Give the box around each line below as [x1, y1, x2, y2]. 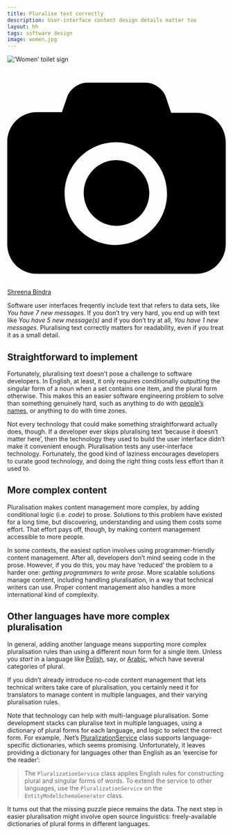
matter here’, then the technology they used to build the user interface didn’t [7, 434, 225, 443]
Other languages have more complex [7, 610, 170, 623]
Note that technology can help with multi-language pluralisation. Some [7, 711, 209, 719]
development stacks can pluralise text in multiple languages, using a [7, 718, 202, 727]
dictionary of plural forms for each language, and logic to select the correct [7, 726, 223, 734]
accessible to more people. [7, 532, 85, 541]
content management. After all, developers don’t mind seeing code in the [7, 553, 216, 562]
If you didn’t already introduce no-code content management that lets [7, 676, 207, 684]
